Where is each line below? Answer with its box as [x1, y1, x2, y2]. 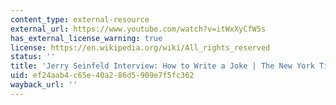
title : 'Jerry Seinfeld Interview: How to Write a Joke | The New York [10, 61, 315, 71]
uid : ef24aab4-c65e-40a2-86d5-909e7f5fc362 [10, 71, 195, 81]
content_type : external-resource [10, 14, 150, 25]
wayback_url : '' [10, 80, 78, 90]
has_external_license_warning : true [10, 33, 163, 43]
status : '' [10, 52, 56, 62]
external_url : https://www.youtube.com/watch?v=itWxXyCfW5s [10, 24, 267, 34]
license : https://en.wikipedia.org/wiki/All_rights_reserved [10, 42, 271, 53]
